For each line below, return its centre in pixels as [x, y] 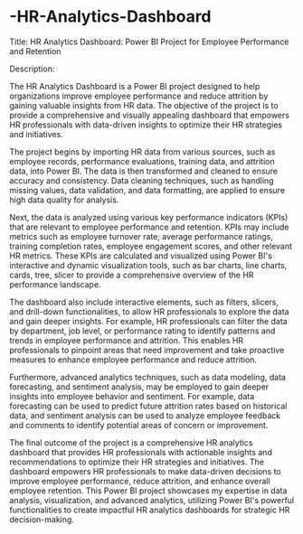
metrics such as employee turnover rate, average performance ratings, [141, 236]
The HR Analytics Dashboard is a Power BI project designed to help [135, 86]
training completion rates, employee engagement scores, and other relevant [151, 246]
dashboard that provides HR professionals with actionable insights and [141, 452]
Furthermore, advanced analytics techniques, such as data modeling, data [148, 377]
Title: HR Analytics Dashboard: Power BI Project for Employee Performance [149, 42]
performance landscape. [55, 284]
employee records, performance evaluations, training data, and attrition [142, 161]
